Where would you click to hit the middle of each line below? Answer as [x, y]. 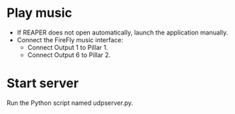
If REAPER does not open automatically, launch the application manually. [122, 32]
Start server [43, 83]
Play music [39, 13]
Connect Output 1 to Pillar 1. [68, 47]
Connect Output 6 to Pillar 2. [69, 55]
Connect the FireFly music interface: [70, 39]
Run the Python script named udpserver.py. [70, 103]
